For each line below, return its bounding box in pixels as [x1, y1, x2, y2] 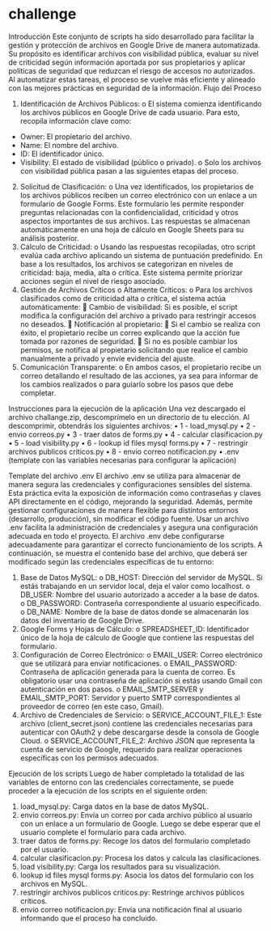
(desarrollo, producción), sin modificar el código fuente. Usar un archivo [8, 514, 249, 523]
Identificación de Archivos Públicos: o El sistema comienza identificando [19, 99, 262, 108]
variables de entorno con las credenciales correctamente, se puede [8, 777, 235, 787]
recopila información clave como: [19, 116, 132, 125]
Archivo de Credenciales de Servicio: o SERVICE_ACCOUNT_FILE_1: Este [19, 709, 262, 720]
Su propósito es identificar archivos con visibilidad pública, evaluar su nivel [8, 49, 259, 58]
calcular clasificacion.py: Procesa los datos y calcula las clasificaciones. [19, 853, 261, 862]
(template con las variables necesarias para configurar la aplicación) [8, 455, 237, 465]
